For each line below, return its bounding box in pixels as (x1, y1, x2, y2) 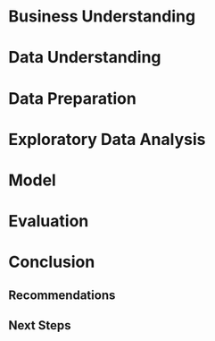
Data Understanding (8, 47, 161, 68)
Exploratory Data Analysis (8, 129, 206, 149)
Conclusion (8, 252, 95, 272)
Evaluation (8, 211, 89, 232)
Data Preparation (8, 88, 137, 108)
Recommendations (8, 287, 116, 303)
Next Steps (8, 318, 71, 333)
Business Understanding (8, 6, 196, 27)
